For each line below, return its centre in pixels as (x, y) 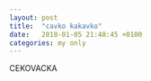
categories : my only (48, 43)
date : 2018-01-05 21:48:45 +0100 (76, 34)
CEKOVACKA (33, 68)
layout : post (34, 18)
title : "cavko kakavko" (56, 26)
